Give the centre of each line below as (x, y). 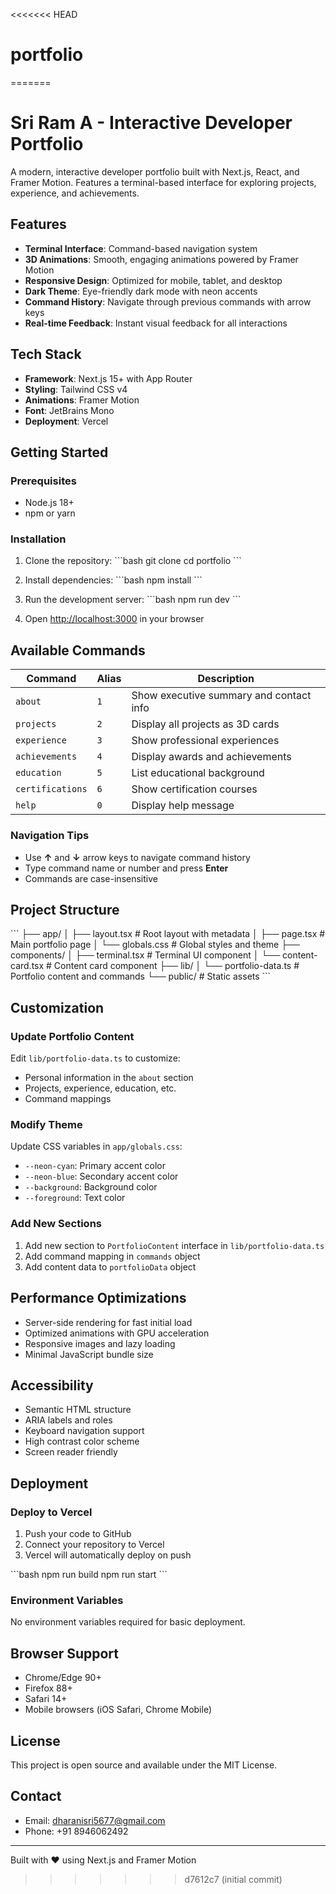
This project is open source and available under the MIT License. (144, 1765)
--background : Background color (91, 1187)
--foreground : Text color (75, 1198)
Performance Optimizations (98, 1298)
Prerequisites (43, 481)
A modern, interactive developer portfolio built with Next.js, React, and (155, 171)
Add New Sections (56, 1224)
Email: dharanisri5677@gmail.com (95, 1820)
